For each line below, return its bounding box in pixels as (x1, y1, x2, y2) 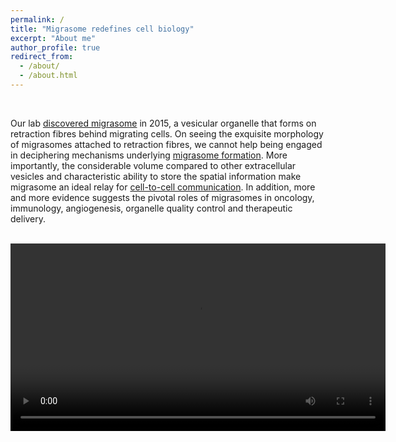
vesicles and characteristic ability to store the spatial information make (10, 170, 302, 182)
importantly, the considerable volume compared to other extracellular (10, 159, 297, 171)
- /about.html (19, 71, 78, 81)
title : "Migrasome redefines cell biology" (10, 24, 195, 34)
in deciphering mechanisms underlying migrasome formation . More (10, 149, 288, 161)
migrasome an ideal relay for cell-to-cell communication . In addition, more (10, 181, 316, 193)
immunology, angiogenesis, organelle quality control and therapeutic (10, 202, 293, 214)
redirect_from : (10, 52, 74, 62)
